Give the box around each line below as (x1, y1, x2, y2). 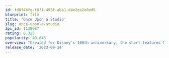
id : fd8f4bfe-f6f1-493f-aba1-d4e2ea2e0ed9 (5, 7, 96, 13)
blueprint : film (5, 12, 39, 17)
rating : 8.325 (5, 31, 35, 36)
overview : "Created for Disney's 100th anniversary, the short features (5, 40, 161, 45)
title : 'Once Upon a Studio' (5, 17, 66, 22)
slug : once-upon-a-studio (5, 21, 59, 27)
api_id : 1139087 (5, 26, 39, 31)
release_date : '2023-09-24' (5, 45, 64, 50)
